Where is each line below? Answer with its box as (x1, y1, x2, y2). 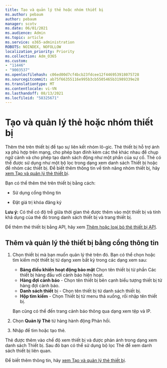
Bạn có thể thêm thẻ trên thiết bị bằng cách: (5, 180, 96, 186)
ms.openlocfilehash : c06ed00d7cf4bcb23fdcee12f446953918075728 (5, 72, 140, 77)
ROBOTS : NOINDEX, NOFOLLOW (5, 44, 61, 49)
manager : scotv (5, 21, 37, 26)
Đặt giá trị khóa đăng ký (12, 199, 62, 205)
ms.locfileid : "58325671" (5, 95, 59, 100)
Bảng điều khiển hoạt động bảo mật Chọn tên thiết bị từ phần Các (19, 267, 157, 272)
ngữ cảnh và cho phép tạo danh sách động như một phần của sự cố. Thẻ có (5, 155, 162, 161)
